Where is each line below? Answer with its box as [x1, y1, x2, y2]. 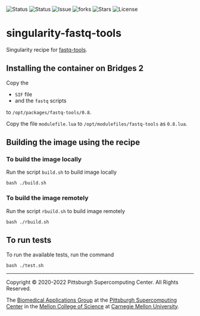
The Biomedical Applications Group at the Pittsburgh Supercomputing [6, 296, 177, 304]
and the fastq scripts [14, 97, 67, 104]
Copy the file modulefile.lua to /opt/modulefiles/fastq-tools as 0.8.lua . [6, 120, 187, 127]
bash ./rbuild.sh [6, 219, 49, 225]
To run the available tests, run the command [6, 251, 114, 258]
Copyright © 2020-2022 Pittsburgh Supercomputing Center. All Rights [6, 279, 179, 286]
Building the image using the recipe [6, 137, 140, 148]
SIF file [14, 90, 33, 98]
